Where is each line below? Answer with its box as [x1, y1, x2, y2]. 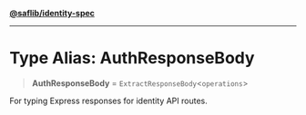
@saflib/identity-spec [9, 8, 96, 18]
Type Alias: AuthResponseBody [9, 48, 255, 69]
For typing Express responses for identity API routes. [9, 95, 208, 106]
